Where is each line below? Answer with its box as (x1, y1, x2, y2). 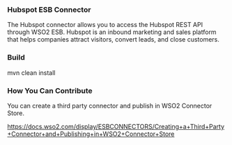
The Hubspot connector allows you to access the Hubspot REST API (7, 21, 203, 29)
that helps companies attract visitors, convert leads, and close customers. (7, 35, 219, 44)
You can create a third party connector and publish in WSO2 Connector (7, 101, 212, 110)
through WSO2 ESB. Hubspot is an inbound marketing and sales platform (7, 28, 217, 36)
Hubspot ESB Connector (7, 5, 91, 15)
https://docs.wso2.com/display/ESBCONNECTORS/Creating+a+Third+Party (7, 122, 225, 130)
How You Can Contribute (7, 85, 93, 95)
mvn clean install (7, 68, 56, 77)
